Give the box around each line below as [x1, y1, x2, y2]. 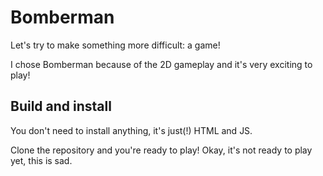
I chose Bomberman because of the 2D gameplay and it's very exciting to [10, 58, 313, 70]
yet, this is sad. [10, 154, 73, 166]
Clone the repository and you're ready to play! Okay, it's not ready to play [10, 144, 313, 156]
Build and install [10, 98, 112, 115]
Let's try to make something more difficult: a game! [10, 39, 221, 51]
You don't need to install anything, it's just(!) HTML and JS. [10, 124, 253, 136]
